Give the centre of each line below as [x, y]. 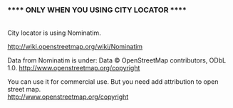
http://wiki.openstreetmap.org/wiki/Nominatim [75, 47]
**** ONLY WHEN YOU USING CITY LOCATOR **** [97, 10]
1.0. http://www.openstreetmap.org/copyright [74, 68]
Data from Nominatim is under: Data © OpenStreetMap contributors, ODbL [117, 60]
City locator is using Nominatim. [54, 33]
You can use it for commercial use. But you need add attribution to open [113, 82]
